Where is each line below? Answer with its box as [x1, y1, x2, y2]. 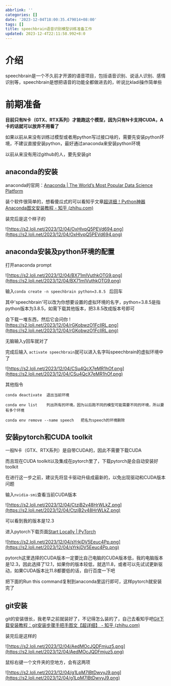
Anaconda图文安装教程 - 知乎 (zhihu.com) [5, 205, 94, 211]
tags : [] [5, 21, 24, 27]
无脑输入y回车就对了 [5, 338, 48, 344]
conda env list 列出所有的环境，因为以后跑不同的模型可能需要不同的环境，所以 [5, 402, 161, 408]
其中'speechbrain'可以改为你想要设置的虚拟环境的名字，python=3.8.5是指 [5, 299, 161, 305]
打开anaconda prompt [5, 262, 52, 268]
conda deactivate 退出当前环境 [5, 392, 70, 397]
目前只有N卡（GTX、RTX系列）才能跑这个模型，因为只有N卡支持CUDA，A [5, 116, 164, 123]
